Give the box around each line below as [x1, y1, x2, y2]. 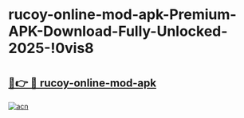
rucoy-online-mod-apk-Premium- [8, 6, 237, 24]
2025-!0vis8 [8, 40, 94, 57]
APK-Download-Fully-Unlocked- [8, 22, 228, 40]
